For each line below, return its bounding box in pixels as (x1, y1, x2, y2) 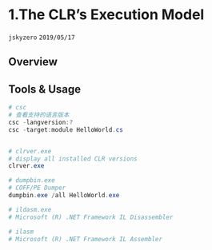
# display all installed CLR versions (8, 154, 138, 163)
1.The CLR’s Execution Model (8, 6, 205, 24)
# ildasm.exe (8, 205, 52, 213)
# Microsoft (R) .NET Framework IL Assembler (8, 235, 162, 243)
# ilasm (8, 228, 34, 236)
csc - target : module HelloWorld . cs (8, 125, 124, 133)
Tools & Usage (8, 82, 82, 96)
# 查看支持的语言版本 (8, 111, 70, 119)
